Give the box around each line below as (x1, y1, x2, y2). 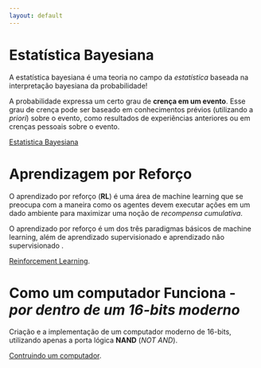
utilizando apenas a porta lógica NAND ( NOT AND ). (9, 335, 178, 345)
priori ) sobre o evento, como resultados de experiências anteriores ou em (9, 113, 251, 123)
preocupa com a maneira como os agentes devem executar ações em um (9, 200, 251, 209)
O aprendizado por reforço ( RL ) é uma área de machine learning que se (9, 191, 243, 201)
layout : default (9, 11, 63, 20)
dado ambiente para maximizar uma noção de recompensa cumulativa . (9, 208, 243, 217)
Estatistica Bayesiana (9, 137, 79, 147)
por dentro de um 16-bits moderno (9, 300, 240, 319)
